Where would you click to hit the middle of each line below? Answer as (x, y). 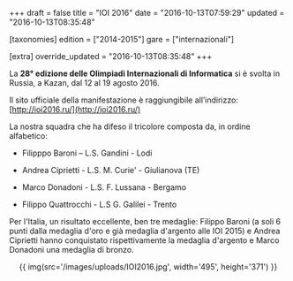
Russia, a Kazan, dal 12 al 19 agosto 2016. (84, 83)
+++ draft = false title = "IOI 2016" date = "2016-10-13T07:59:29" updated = (147, 13)
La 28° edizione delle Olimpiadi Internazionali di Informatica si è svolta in (145, 73)
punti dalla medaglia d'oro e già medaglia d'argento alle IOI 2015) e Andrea (145, 231)
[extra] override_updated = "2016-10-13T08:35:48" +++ (111, 56)
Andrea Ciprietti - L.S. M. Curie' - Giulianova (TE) (111, 170)
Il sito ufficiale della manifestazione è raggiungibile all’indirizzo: (124, 100)
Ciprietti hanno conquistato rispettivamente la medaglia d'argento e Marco (144, 240)
